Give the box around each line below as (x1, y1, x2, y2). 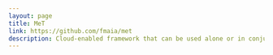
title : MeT (8, 19, 45, 27)
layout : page (8, 11, 53, 20)
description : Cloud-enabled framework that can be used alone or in (8, 34, 245, 43)
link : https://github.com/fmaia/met (8, 27, 132, 35)
